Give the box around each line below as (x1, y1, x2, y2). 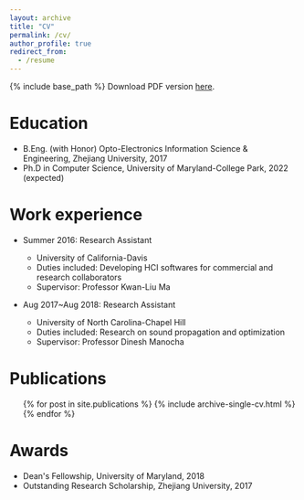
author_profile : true (9, 38, 92, 48)
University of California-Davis (36, 252, 148, 263)
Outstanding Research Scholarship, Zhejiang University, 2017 (22, 480, 253, 491)
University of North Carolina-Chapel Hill (36, 316, 186, 327)
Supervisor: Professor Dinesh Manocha (36, 335, 184, 347)
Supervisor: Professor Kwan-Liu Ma (36, 281, 171, 293)
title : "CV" (9, 22, 55, 31)
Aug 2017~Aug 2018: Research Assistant (22, 299, 176, 310)
